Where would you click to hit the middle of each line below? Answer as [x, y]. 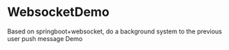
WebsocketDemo [58, 12]
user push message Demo [45, 38]
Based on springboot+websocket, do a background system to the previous [114, 31]
